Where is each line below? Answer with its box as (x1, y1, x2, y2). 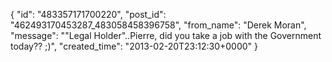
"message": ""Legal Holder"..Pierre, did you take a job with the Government (10, 30, 322, 41)
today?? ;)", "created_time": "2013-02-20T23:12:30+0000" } (10, 40, 259, 52)
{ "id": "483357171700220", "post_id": (10, 9, 167, 20)
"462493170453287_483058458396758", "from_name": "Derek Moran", (10, 19, 307, 31)
